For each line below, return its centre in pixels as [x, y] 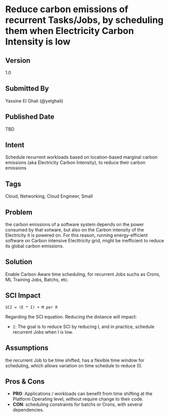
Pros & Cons [25, 381]
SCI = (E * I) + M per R [31, 307]
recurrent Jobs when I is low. [43, 332]
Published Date [30, 117]
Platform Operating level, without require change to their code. [78, 399]
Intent [15, 145]
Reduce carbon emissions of [67, 9]
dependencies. [28, 410]
